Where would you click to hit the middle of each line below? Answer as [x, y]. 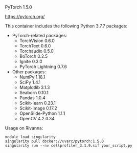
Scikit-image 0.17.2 [38, 108]
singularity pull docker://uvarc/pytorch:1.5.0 [55, 141]
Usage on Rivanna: [24, 128]
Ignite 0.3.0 [31, 61]
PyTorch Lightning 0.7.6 [43, 66]
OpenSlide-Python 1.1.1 [42, 113]
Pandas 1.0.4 [32, 98]
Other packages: [29, 72]
